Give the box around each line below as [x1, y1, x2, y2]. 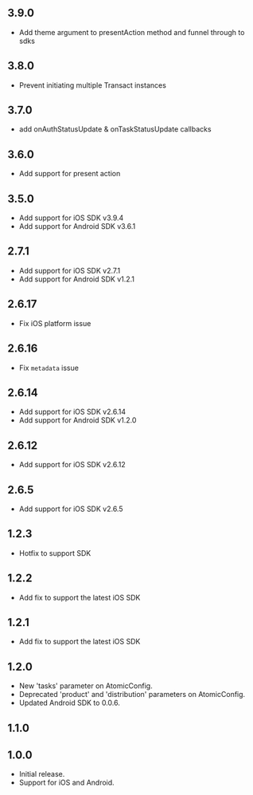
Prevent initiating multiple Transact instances [18, 80, 166, 90]
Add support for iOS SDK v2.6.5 [18, 504, 124, 514]
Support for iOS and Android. [18, 777, 115, 788]
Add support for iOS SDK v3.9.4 [18, 213, 124, 222]
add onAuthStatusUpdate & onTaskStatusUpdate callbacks [18, 124, 212, 134]
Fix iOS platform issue [18, 318, 91, 328]
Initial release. [18, 769, 65, 779]
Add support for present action [18, 169, 121, 179]
